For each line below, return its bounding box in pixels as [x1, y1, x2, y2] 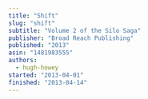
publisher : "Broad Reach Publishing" [8, 34, 134, 42]
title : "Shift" [8, 11, 59, 20]
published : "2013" [8, 42, 70, 49]
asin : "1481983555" [8, 49, 74, 57]
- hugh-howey [15, 64, 59, 72]
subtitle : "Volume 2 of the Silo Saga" [8, 26, 142, 34]
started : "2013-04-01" [8, 71, 84, 79]
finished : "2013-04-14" [8, 78, 88, 86]
